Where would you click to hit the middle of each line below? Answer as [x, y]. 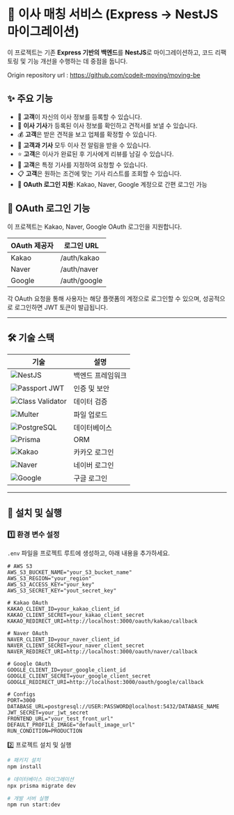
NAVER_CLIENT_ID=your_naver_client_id [63, 640]
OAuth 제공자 [32, 245]
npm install [24, 767]
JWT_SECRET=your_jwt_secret [48, 713]
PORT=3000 [22, 701]
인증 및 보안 [92, 389]
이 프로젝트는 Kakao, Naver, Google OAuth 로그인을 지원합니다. [95, 227]
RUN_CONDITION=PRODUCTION [45, 731]
